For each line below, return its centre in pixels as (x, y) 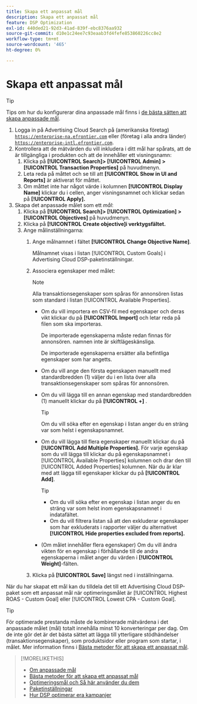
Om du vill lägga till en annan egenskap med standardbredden (116, 394)
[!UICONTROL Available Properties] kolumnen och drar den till (116, 460)
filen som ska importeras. (72, 324)
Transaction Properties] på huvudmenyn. (110, 167)
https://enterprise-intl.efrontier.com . (64, 142)
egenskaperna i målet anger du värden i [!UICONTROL (107, 557)
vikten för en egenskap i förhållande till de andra (100, 551)
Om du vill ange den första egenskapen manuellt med (106, 371)
